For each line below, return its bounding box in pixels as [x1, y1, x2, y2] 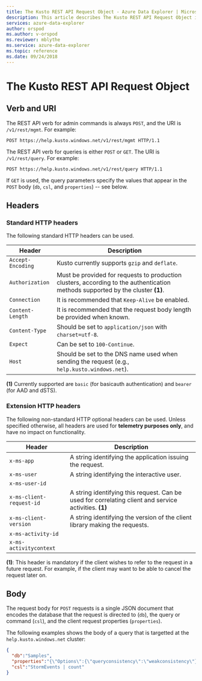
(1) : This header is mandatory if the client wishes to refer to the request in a [6, 558, 193, 566]
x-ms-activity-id [9, 530, 59, 537]
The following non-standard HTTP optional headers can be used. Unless [6, 415, 186, 423]
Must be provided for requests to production [57, 271, 182, 279]
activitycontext [9, 544, 56, 552]
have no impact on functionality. [6, 428, 86, 435]
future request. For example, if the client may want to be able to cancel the [6, 565, 191, 572]
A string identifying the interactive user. [70, 470, 182, 479]
